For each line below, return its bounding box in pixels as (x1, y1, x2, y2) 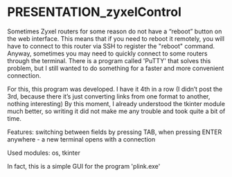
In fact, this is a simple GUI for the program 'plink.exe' (7, 162, 161, 170)
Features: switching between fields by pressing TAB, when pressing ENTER (7, 128, 222, 136)
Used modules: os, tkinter (7, 149, 81, 157)
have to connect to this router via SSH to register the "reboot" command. (7, 42, 215, 50)
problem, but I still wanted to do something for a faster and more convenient (7, 64, 224, 72)
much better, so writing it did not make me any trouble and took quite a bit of (7, 107, 226, 115)
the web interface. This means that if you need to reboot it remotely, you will (7, 34, 225, 42)
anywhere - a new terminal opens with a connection (7, 135, 156, 143)
